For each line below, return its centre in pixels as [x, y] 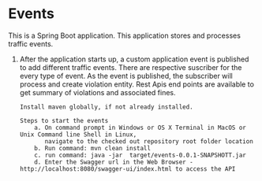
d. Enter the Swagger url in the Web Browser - [114, 162]
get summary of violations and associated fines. [97, 92]
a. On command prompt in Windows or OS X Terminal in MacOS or [140, 127]
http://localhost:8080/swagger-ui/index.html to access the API [127, 169]
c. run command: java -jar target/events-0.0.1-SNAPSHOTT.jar [140, 155]
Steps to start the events [64, 120]
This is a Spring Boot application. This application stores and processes [124, 35]
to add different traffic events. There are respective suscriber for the [131, 67]
